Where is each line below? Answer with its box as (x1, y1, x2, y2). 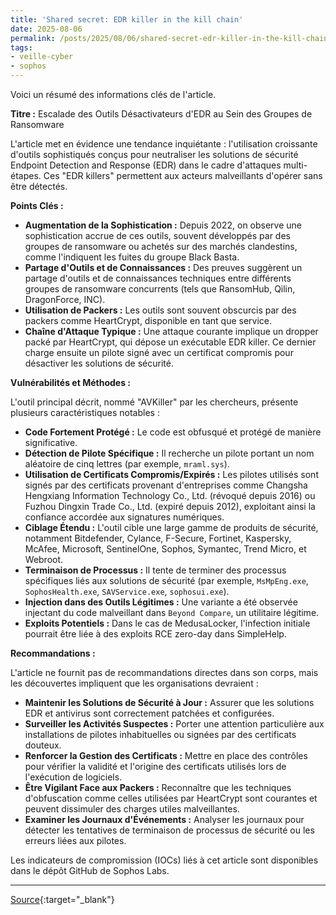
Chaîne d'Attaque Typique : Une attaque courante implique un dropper (24, 326, 319, 337)
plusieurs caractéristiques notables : (10, 407, 160, 418)
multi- (283, 159, 308, 171)
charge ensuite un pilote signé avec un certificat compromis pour (24, 347, 294, 358)
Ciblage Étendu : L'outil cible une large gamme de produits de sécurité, (24, 522, 319, 533)
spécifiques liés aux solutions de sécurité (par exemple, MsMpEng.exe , (24, 575, 309, 586)
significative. (24, 437, 78, 448)
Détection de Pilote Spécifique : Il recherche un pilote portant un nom (24, 447, 315, 459)
